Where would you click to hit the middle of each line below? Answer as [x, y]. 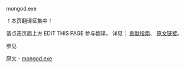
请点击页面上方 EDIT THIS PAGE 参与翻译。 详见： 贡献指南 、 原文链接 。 [95, 33]
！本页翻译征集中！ [30, 21]
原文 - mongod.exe [29, 58]
